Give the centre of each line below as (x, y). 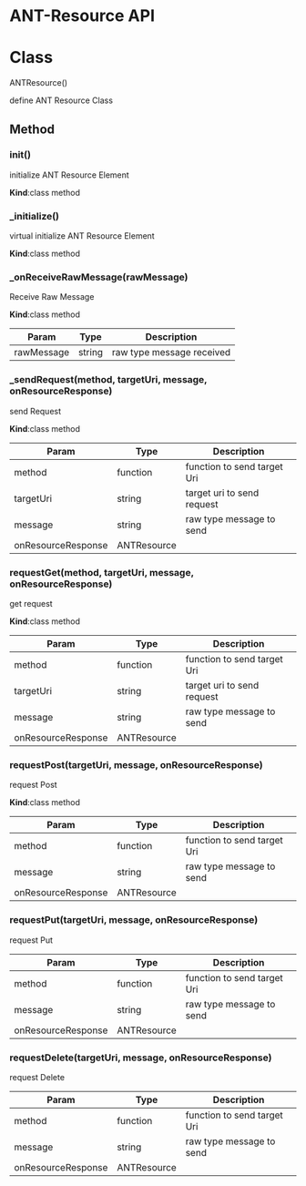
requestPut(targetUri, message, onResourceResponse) (134, 920)
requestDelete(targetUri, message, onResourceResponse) (141, 1058)
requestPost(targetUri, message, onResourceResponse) (136, 764)
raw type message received (171, 353)
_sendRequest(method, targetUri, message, (108, 380)
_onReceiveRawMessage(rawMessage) (99, 277)
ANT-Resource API (82, 16)
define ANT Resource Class (61, 100)
